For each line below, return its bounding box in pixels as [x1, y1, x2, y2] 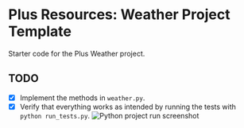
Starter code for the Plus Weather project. [8, 48, 145, 58]
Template [8, 22, 72, 41]
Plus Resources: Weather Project [8, 6, 230, 24]
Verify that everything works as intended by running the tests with [19, 102, 237, 111]
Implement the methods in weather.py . [19, 93, 145, 103]
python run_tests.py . [19, 111, 90, 120]
